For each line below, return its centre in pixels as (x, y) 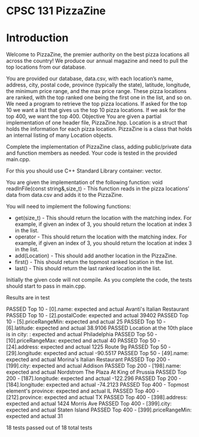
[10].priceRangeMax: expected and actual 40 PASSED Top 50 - (83, 341)
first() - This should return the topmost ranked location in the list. (94, 262)
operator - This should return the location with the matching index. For (101, 237)
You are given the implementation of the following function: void (84, 183)
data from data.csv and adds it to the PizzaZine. (65, 195)
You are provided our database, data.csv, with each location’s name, (90, 79)
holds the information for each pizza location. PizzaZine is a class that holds (99, 129)
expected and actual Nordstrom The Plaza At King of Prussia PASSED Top (97, 372)
